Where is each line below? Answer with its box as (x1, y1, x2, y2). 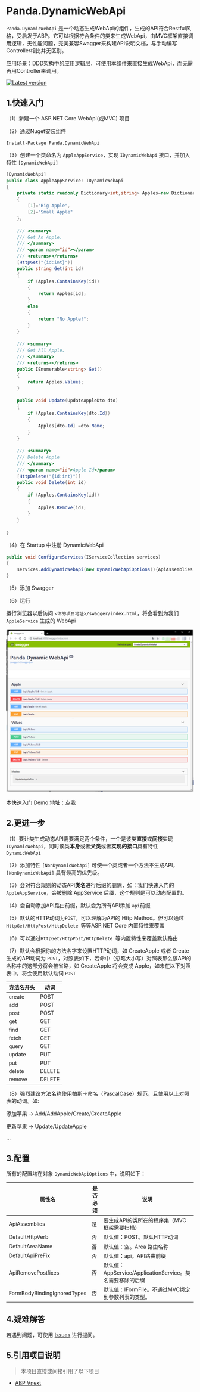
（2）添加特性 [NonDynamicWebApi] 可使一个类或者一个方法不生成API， (6, 861, 179, 869)
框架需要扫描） (103, 1224, 140, 1232)
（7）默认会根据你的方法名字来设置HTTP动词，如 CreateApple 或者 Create (6, 947, 189, 954)
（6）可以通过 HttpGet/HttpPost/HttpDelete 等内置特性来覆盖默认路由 (6, 934, 179, 941)
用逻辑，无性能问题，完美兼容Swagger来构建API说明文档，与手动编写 (6, 39, 177, 46)
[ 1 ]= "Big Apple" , (27, 203, 70, 209)
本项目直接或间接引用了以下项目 (20, 1367, 99, 1375)
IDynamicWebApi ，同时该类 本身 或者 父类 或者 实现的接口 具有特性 (6, 842, 159, 850)
